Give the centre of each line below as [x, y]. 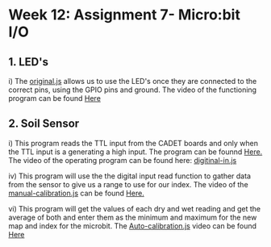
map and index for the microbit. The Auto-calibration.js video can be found [132, 226]
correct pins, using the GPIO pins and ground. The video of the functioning [132, 90]
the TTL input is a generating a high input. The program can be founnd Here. [135, 152]
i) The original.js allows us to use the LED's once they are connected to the [133, 81]
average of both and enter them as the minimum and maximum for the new [133, 217]
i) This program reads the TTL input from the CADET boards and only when [133, 143]
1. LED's [28, 62]
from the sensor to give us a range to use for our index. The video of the [128, 184]
